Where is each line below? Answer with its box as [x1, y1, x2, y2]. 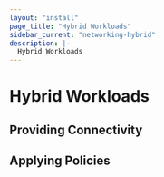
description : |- [9, 38, 71, 48]
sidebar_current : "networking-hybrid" [9, 30, 156, 39]
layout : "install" [9, 13, 79, 23]
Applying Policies [9, 153, 111, 169]
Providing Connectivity [9, 122, 143, 137]
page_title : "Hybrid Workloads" [9, 22, 131, 31]
